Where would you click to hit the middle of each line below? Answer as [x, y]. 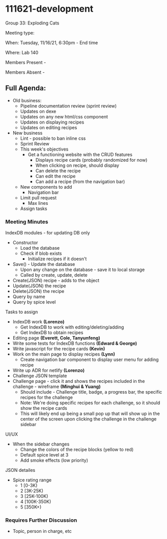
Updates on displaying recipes [52, 122]
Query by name [29, 297]
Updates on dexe [38, 111]
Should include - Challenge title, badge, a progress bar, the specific [91, 392]
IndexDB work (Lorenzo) [38, 322]
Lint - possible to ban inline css [53, 138]
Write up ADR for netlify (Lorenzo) [49, 370]
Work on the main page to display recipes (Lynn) [64, 354]
